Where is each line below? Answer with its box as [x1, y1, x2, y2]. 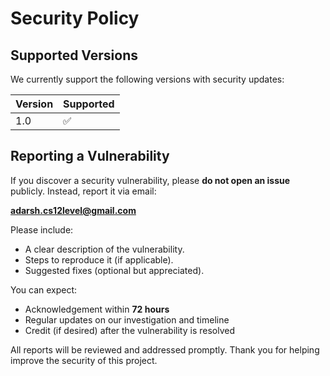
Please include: [10, 223, 74, 236]
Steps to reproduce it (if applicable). [24, 253, 174, 266]
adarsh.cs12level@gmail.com [10, 204, 137, 216]
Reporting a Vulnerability [10, 148, 170, 165]
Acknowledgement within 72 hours [24, 303, 170, 315]
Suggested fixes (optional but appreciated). [24, 264, 205, 276]
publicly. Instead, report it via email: [10, 185, 157, 197]
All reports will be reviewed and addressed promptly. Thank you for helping [10, 343, 320, 356]
